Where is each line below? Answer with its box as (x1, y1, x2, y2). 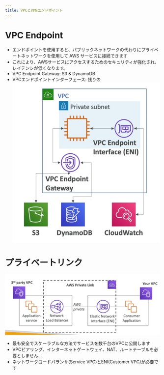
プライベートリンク (5, 257, 83, 268)
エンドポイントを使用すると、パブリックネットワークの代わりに (12, 47, 141, 53)
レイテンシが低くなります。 (12, 65, 68, 71)
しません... (21, 352, 42, 358)
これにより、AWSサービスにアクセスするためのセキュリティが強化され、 (12, 59, 160, 65)
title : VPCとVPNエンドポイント (5, 8, 63, 13)
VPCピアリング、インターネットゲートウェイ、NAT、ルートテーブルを (12, 346, 154, 352)
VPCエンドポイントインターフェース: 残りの (12, 76, 101, 82)
